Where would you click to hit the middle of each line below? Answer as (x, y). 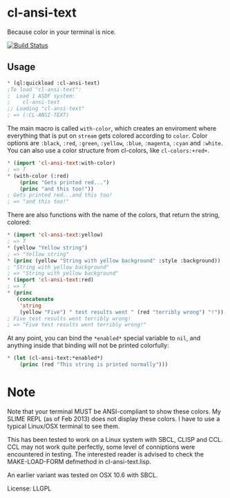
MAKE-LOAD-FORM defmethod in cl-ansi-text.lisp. (79, 461)
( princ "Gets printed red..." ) (65, 182)
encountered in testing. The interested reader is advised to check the (106, 454)
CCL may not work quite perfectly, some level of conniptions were (101, 447)
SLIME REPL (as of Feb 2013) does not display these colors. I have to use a (114, 418)
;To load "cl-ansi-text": (44, 89)
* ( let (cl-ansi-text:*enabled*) (55, 358)
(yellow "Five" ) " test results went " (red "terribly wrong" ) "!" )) (122, 312)
